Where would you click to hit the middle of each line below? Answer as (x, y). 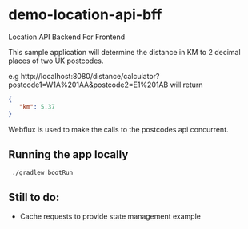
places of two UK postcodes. (56, 61)
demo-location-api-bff (85, 15)
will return (186, 85)
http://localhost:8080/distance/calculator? (90, 76)
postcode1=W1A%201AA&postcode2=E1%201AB (88, 85)
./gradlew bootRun (42, 173)
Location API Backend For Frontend (67, 37)
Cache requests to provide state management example (110, 216)
